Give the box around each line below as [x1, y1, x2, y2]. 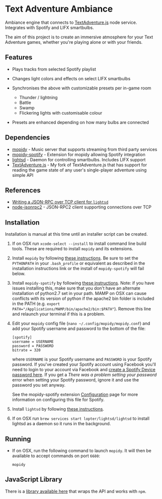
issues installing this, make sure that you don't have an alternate [12, 285, 141, 291]
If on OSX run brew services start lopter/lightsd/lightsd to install [12, 415, 149, 421]
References [5, 186, 41, 194]
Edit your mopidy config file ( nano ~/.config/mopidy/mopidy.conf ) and [12, 321, 150, 327]
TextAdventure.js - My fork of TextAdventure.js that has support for [12, 162, 147, 168]
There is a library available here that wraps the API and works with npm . [5, 488, 146, 494]
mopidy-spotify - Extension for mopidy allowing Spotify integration [12, 152, 146, 157]
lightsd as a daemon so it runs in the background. [12, 421, 111, 427]
